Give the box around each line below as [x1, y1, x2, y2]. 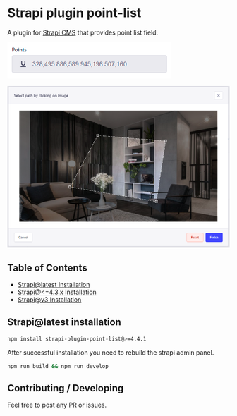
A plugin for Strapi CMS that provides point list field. [7, 28, 159, 37]
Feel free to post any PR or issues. [7, 400, 107, 410]
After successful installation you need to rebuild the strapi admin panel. [7, 348, 214, 357]
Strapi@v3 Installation [17, 295, 82, 304]
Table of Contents [7, 262, 88, 274]
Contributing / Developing [7, 382, 124, 394]
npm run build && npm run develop [7, 362, 109, 369]
